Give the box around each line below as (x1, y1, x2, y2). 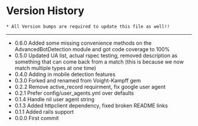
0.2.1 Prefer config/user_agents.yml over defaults (14, 89, 134, 97)
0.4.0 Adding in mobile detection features (14, 71, 116, 78)
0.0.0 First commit (14, 114, 59, 121)
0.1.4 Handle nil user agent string (14, 95, 95, 102)
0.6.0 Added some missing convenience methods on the (14, 39, 152, 47)
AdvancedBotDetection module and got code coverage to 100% (14, 45, 170, 52)
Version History (6, 4, 84, 18)
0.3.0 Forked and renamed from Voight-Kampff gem (14, 77, 141, 84)
